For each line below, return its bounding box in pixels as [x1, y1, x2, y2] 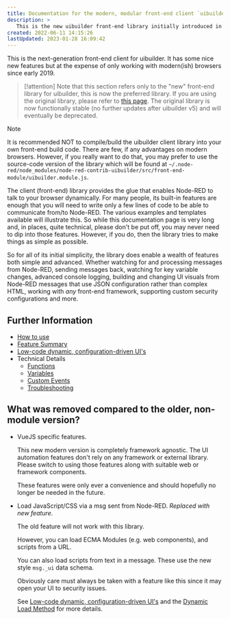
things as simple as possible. [7, 237, 89, 246]
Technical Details [16, 354, 66, 362]
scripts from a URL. [16, 543, 72, 551]
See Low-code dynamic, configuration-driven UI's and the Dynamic [16, 597, 209, 605]
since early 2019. [7, 69, 55, 78]
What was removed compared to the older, [7, 404, 192, 415]
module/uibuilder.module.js [7, 174, 88, 182]
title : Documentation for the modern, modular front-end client [7, 10, 194, 17]
